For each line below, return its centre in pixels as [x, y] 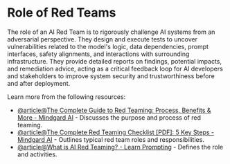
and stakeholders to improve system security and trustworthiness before [111, 76]
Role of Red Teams [62, 13]
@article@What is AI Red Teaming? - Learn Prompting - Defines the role [120, 147]
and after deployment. [39, 83]
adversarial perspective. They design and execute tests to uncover [102, 39]
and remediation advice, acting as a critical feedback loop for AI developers [115, 69]
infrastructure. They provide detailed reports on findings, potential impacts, [115, 61]
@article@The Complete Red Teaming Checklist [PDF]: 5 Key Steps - [116, 132]
